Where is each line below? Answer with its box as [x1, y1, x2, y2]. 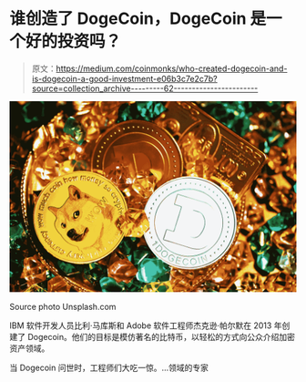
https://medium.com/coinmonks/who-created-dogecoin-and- [56, 63, 288, 74]
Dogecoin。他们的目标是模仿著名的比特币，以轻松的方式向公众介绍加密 [26, 331, 296, 342]
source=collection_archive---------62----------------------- [31, 83, 259, 94]
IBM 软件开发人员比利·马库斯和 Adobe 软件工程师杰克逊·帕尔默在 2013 [9, 320, 272, 331]
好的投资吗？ [25, 31, 122, 52]
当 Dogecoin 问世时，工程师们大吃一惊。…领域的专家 [9, 362, 209, 373]
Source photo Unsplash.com [9, 301, 117, 312]
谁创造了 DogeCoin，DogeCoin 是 [9, 8, 267, 29]
